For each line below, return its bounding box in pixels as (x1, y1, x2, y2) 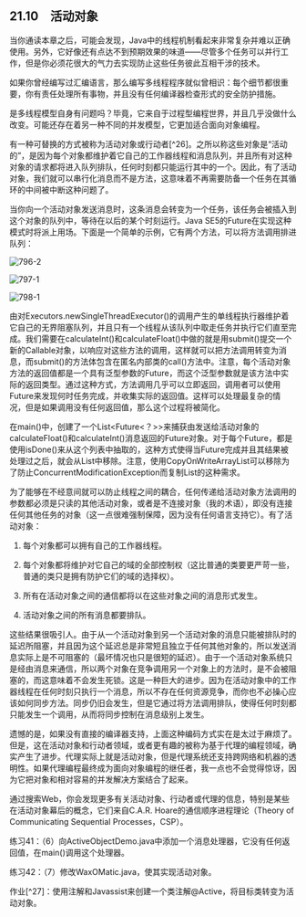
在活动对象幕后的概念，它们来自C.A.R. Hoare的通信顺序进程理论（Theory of (9, 805, 294, 816)
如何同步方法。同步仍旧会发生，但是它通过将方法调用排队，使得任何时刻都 (16, 697, 297, 708)
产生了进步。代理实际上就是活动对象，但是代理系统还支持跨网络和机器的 (16, 751, 289, 762)
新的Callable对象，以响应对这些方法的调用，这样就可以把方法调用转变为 (9, 344, 280, 355)
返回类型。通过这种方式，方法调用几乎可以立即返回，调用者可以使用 (25, 378, 280, 390)
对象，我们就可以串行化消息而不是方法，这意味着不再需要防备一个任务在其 (9, 173, 289, 184)
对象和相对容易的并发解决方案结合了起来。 (33, 774, 193, 785)
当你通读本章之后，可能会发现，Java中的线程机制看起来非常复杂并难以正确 (9, 35, 291, 46)
